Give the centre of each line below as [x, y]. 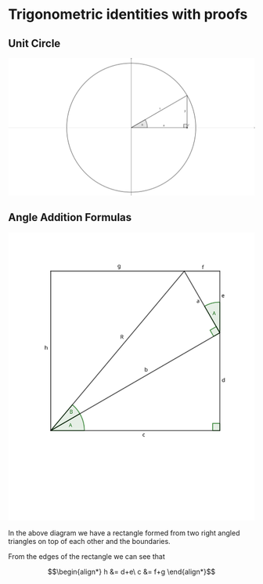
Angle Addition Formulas [70, 218]
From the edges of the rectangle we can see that [87, 557]
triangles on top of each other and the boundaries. [89, 542]
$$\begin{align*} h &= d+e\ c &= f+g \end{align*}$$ [131, 572]
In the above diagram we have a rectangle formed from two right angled [124, 533]
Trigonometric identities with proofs [128, 15]
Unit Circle [34, 44]
